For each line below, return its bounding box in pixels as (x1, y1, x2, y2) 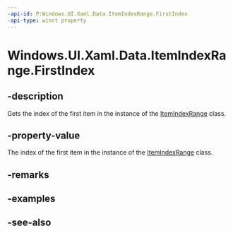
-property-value (7, 129, 80, 141)
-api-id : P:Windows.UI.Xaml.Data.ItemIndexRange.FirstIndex (7, 10, 189, 18)
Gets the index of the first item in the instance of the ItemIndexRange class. (7, 109, 227, 117)
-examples (7, 193, 56, 205)
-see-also (7, 217, 52, 229)
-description (7, 90, 64, 102)
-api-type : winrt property (7, 17, 87, 24)
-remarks (7, 169, 49, 181)
